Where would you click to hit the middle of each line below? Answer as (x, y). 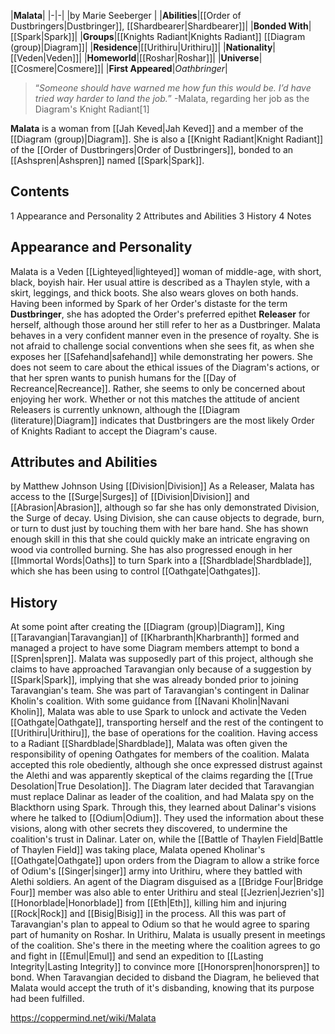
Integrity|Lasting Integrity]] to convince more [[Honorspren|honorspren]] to (165, 967)
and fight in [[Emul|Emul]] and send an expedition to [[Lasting (137, 956)
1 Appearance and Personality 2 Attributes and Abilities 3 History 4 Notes (161, 216)
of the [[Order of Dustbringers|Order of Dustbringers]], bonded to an (152, 149)
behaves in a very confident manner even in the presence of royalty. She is (165, 335)
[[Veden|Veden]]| (46, 58)
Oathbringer (200, 68)
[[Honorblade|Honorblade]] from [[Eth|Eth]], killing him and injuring (148, 903)
